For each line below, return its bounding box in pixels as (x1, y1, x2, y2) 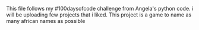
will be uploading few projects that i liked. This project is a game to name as (6, 11, 192, 18)
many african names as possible (6, 18, 86, 24)
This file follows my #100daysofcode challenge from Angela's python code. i (6, 5, 194, 12)
